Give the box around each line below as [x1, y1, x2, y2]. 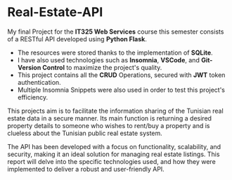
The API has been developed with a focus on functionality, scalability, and [7, 142, 221, 151]
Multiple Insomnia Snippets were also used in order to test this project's [17, 85, 225, 94]
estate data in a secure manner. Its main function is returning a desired [7, 113, 212, 123]
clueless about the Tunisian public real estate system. [7, 129, 163, 137]
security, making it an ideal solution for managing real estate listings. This [7, 150, 220, 158]
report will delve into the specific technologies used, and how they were [7, 157, 216, 165]
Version [17, 63, 41, 71]
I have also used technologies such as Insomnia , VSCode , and [17, 55, 200, 64]
